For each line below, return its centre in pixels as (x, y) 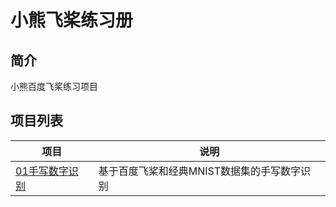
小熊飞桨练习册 (72, 20)
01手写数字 (42, 171)
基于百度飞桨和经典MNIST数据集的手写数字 (200, 171)
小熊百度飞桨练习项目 (54, 86)
